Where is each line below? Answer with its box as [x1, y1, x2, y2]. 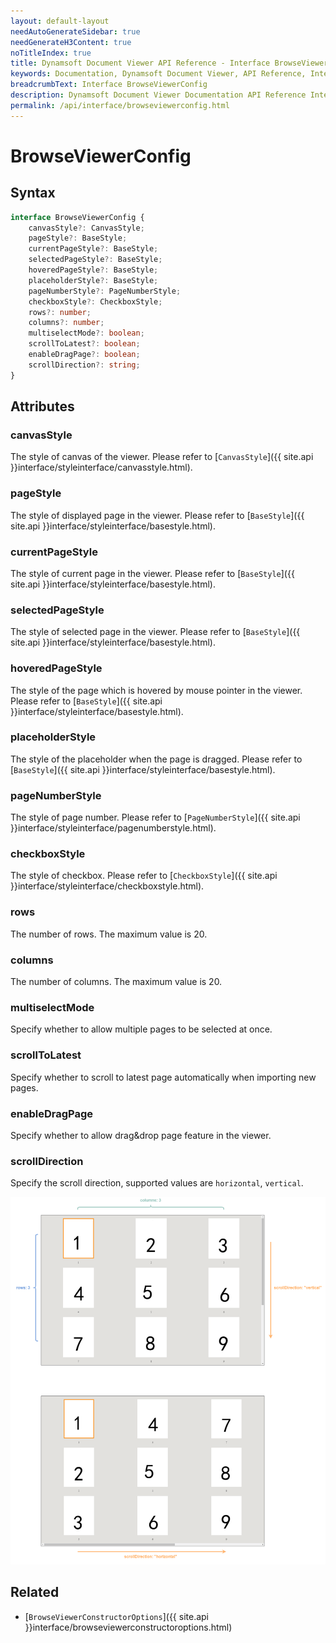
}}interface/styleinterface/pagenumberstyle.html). [10, 822, 217, 834]
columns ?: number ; [28, 318, 105, 328]
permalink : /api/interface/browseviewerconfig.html [10, 100, 230, 110]
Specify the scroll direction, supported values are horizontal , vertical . [10, 1177, 304, 1189]
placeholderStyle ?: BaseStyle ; [28, 275, 159, 285]
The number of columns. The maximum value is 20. [10, 975, 223, 987]
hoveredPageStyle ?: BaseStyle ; [28, 265, 159, 275]
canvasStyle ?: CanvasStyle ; [28, 223, 145, 233]
